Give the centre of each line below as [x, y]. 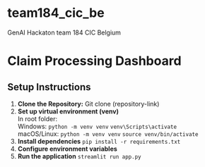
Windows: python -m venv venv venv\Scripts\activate [97, 126]
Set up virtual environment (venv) [68, 111]
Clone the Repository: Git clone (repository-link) [88, 104]
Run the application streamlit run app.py [79, 156]
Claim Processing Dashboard [94, 61]
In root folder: [37, 118]
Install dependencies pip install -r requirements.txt [99, 141]
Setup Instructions [49, 87]
